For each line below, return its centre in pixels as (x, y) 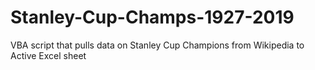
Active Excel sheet (48, 55)
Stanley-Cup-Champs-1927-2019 (152, 17)
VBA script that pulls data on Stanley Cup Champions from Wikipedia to (157, 45)
